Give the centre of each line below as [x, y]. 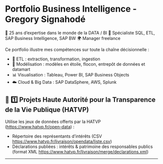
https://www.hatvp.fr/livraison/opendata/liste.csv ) [62, 141]
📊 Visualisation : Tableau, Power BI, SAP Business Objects [71, 74]
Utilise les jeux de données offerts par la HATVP [53, 121]
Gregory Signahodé [45, 19]
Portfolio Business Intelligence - [71, 9]
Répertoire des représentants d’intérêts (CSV [57, 136]
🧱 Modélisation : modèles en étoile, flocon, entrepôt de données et [79, 64]
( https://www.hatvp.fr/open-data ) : [40, 127]
